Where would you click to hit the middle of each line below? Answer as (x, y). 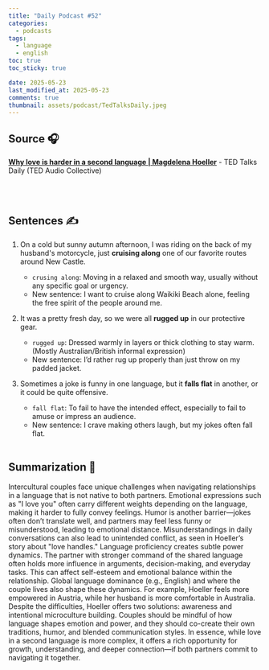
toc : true (25, 61)
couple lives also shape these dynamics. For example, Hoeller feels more (129, 589)
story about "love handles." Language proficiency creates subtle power (126, 546)
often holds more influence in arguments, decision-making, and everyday (130, 563)
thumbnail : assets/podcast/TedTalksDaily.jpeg (88, 105)
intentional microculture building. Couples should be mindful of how (120, 615)
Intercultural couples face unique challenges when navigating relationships (132, 487)
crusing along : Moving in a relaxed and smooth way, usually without (145, 277)
